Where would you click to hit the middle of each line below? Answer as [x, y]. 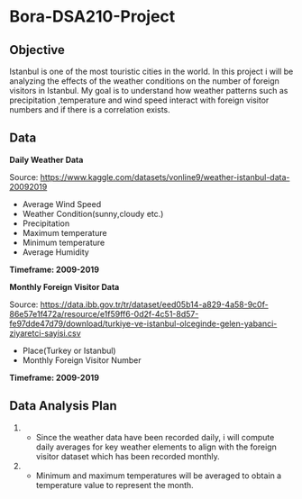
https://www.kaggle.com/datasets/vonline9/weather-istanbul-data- [165, 177]
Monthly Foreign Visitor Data [64, 286]
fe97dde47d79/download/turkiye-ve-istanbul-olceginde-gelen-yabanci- [143, 323]
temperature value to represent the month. [114, 485]
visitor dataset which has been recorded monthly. [128, 456]
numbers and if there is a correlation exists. [90, 109]
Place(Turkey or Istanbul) [69, 350]
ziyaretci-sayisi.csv [45, 333]
